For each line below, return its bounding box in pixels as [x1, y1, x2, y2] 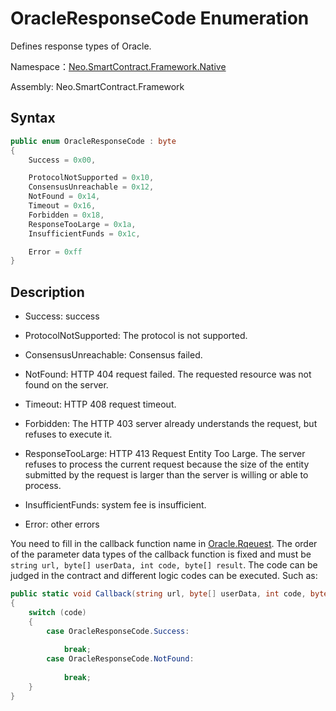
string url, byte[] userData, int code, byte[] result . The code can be [10, 559, 318, 571]
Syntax [10, 110, 56, 127]
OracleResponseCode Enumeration [10, 7, 310, 30]
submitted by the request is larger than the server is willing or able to [24, 469, 309, 481]
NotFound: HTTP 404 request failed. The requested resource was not [24, 368, 312, 381]
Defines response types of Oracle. [10, 40, 152, 52]
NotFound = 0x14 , [28, 192, 101, 202]
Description [10, 283, 85, 301]
